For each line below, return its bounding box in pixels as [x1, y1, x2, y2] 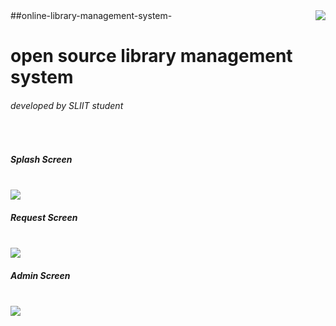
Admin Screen [10, 269, 71, 281]
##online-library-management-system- [10, 10, 173, 21]
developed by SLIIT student [10, 99, 124, 111]
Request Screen [10, 211, 78, 223]
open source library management [10, 45, 293, 68]
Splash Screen [10, 153, 73, 165]
